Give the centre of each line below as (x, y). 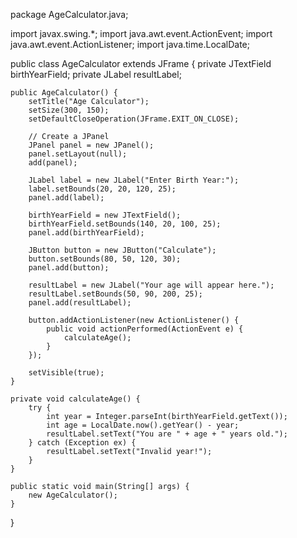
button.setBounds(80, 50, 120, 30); (105, 259)
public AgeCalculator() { (64, 93)
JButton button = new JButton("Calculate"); (122, 250)
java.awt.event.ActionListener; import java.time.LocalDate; (130, 44)
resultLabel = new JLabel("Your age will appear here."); (151, 285)
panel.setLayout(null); (78, 154)
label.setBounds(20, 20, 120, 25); (102, 189)
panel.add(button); (69, 268)
